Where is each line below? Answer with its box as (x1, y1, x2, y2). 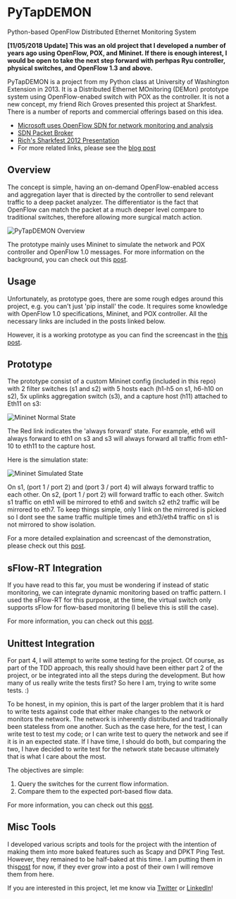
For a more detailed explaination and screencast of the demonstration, (7, 534, 211, 543)
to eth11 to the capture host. (15, 442, 97, 450)
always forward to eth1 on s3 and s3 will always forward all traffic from (7, 435, 212, 443)
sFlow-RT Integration (7, 562, 102, 574)
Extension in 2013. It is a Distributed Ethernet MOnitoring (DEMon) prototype (7, 85, 229, 93)
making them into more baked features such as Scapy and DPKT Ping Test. (7, 847, 225, 856)
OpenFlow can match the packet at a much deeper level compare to (7, 205, 204, 214)
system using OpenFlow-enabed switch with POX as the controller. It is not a (7, 92, 230, 101)
